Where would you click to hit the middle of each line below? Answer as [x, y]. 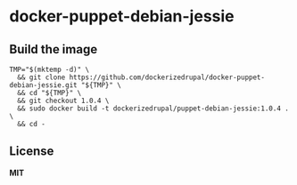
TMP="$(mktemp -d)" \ [49, 69]
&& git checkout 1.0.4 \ [63, 101]
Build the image [54, 49]
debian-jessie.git [43, 85]
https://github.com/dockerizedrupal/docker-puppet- [167, 77]
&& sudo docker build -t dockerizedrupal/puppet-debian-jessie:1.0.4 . [153, 109]
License [32, 152]
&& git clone [41, 77]
